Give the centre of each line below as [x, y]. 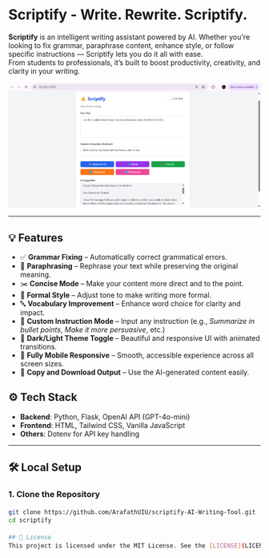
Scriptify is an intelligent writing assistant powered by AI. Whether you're [129, 37]
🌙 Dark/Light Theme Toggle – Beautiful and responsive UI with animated [140, 338]
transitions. [38, 347]
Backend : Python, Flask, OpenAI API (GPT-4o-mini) [105, 416]
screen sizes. [42, 364]
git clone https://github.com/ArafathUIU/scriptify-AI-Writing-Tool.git [132, 512]
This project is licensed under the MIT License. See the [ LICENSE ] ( [127, 546]
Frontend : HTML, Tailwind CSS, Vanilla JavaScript [102, 425]
